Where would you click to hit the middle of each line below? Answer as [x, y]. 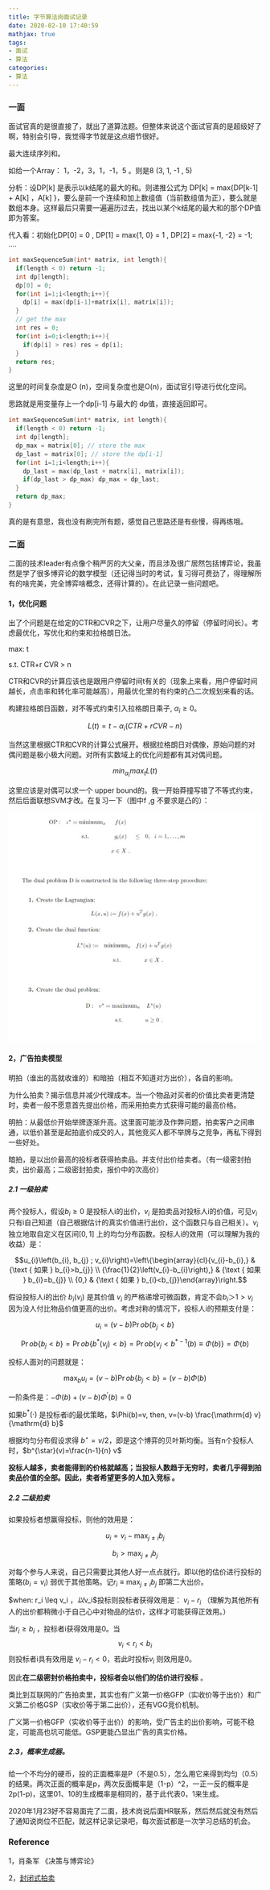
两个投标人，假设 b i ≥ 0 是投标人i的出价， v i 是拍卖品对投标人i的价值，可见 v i [133, 1212]
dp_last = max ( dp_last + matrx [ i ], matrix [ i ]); [104, 471]
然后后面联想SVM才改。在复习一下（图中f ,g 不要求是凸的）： [109, 801]
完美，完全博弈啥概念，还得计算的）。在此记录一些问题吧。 [126, 583]
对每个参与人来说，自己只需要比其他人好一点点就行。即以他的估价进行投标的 [135, 1572]
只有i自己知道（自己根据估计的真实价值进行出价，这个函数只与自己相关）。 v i [133, 1223]
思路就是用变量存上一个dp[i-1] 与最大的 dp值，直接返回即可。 [110, 404]
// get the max [41, 319]
